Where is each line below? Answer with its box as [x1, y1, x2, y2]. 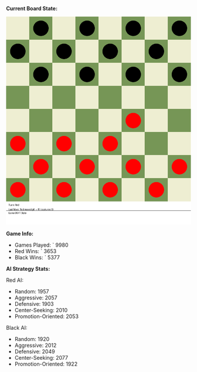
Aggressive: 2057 [14, 294, 57, 301]
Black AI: [6, 325, 28, 331]
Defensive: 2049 [14, 348, 55, 355]
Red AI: [6, 277, 23, 284]
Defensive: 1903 [14, 301, 54, 307]
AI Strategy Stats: [6, 265, 50, 272]
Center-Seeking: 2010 [14, 307, 68, 313]
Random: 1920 [14, 336, 50, 342]
